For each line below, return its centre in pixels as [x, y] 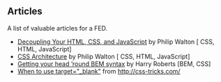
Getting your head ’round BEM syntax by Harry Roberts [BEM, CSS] [114, 64]
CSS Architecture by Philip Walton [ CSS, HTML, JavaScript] [104, 56]
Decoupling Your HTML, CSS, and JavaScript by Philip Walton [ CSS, [116, 42]
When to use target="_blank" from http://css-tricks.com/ [99, 71]
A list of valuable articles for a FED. [58, 28]
